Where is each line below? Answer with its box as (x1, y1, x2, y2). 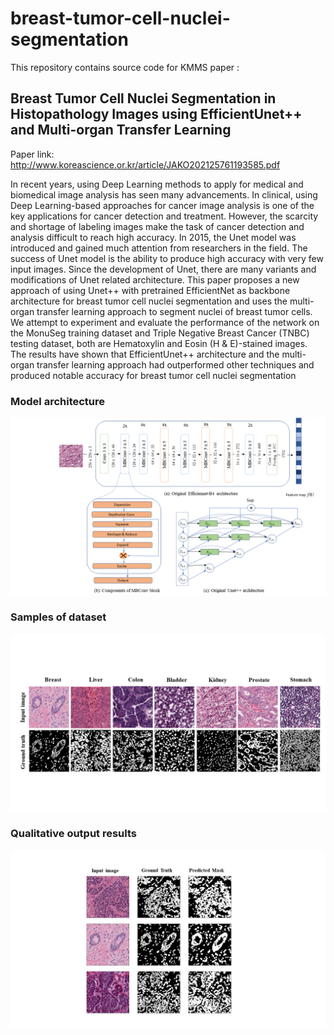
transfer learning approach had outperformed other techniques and (36, 358, 315, 371)
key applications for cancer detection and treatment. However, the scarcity (10, 210, 319, 222)
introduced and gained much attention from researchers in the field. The (10, 242, 308, 254)
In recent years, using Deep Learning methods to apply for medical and (10, 178, 304, 190)
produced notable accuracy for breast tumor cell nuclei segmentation (10, 369, 297, 381)
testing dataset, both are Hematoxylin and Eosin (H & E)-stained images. (10, 337, 308, 349)
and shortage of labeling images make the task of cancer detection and (10, 220, 305, 232)
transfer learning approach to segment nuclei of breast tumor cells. (36, 305, 313, 317)
